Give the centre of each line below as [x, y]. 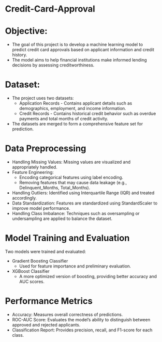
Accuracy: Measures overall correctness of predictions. [67, 314]
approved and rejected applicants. [46, 325]
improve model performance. [41, 208]
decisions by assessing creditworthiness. [53, 65]
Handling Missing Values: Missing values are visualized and [71, 162]
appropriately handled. [35, 167]
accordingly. [24, 198]
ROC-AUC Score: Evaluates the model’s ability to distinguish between [81, 319]
